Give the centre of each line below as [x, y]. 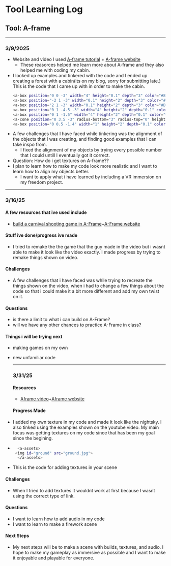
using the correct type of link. [44, 496]
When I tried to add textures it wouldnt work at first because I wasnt [84, 490]
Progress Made [29, 411]
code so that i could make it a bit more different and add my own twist [86, 291]
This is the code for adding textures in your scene [65, 467]
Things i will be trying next [34, 336]
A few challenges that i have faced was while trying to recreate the [82, 280]
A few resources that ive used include [46, 212]
